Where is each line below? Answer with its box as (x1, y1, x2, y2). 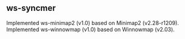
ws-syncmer (6, 3, 56, 13)
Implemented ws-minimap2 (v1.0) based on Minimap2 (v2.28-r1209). (6, 19, 180, 26)
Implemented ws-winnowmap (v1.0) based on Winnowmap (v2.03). (6, 26, 175, 33)
